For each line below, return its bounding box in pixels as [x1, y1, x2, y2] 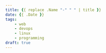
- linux [14, 31, 31, 36]
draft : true [5, 40, 31, 45]
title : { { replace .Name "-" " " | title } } [5, 7, 101, 13]
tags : [5, 17, 17, 22]
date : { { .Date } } [5, 12, 44, 17]
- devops [14, 26, 33, 31]
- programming [14, 36, 44, 41]
